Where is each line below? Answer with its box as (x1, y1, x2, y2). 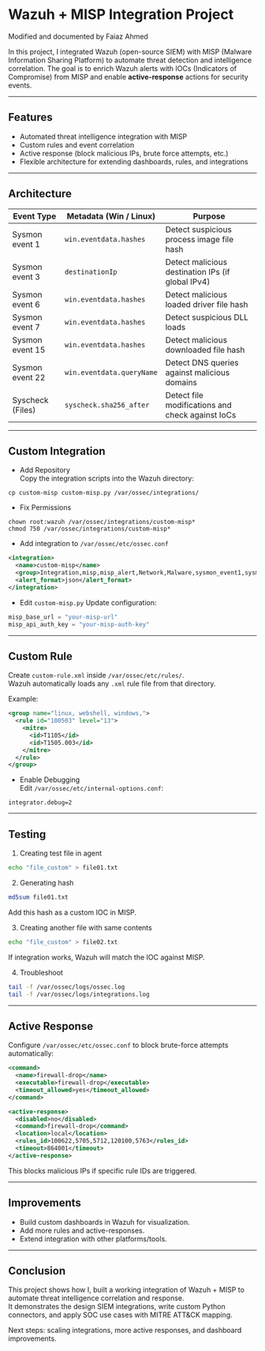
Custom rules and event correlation (19, 140, 135, 149)
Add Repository (19, 466, 71, 475)
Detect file (165, 389, 203, 400)
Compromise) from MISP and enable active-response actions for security (8, 72, 248, 81)
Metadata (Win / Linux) (66, 211, 156, 222)
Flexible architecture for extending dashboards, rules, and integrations (19, 156, 248, 167)
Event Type (13, 211, 57, 222)
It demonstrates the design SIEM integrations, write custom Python (8, 1302, 226, 1312)
